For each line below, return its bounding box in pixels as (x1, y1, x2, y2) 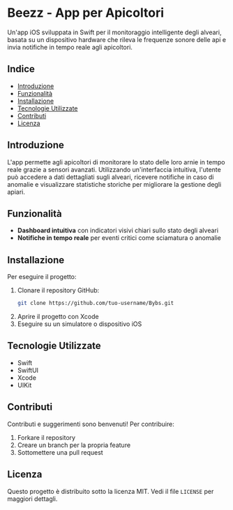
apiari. (7, 187, 26, 196)
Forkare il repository (17, 433, 75, 441)
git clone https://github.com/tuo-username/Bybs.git (17, 299, 174, 307)
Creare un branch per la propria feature (17, 441, 131, 449)
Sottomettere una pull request (17, 448, 103, 456)
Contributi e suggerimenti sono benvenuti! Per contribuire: (7, 420, 174, 428)
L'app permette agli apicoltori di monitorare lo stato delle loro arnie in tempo (7, 157, 225, 166)
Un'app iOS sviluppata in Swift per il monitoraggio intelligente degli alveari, (7, 28, 222, 36)
